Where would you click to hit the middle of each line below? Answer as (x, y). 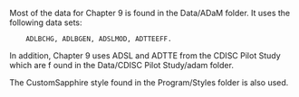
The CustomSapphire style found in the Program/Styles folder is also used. (149, 83)
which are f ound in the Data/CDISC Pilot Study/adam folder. (121, 65)
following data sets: (46, 22)
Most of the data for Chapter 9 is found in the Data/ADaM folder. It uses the (150, 13)
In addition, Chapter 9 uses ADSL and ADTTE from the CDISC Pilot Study (145, 56)
